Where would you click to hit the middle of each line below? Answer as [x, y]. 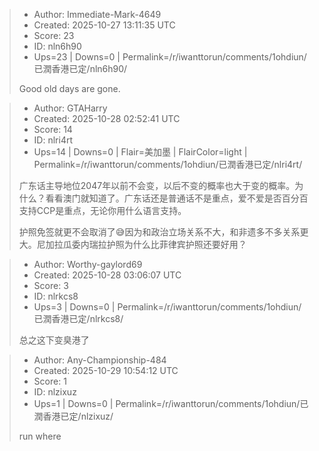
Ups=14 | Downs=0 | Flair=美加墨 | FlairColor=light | [140, 152]
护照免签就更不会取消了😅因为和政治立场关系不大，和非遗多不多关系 [159, 232]
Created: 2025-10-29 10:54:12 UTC [106, 370]
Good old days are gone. [69, 88]
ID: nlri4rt [53, 140]
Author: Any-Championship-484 [100, 360]
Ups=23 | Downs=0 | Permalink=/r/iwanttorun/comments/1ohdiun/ [170, 57]
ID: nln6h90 [57, 46]
